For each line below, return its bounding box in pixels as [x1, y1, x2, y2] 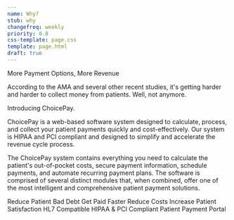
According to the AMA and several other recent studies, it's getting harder [7, 82, 221, 91]
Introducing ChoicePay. [7, 104, 75, 112]
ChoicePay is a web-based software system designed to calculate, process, [7, 117, 227, 126]
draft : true [7, 50, 42, 57]
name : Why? [7, 10, 39, 18]
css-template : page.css [7, 37, 77, 44]
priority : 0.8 [7, 30, 49, 37]
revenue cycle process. [7, 140, 75, 148]
